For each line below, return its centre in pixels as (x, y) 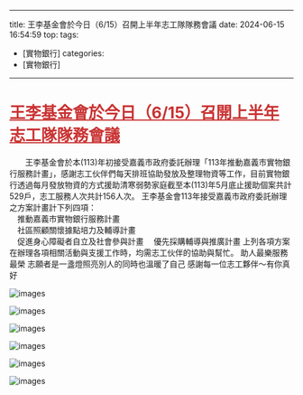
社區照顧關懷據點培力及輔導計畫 (76, 230)
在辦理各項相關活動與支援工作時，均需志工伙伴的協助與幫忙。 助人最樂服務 (149, 252)
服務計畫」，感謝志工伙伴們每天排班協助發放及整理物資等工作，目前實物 (149, 174)
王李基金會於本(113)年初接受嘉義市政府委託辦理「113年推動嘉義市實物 (154, 162)
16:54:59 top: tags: (44, 34)
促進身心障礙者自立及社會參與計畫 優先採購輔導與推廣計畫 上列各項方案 (153, 241)
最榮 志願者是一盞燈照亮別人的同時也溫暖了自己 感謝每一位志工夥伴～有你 (146, 264)
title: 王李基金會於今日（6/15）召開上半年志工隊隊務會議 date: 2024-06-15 (147, 24)
